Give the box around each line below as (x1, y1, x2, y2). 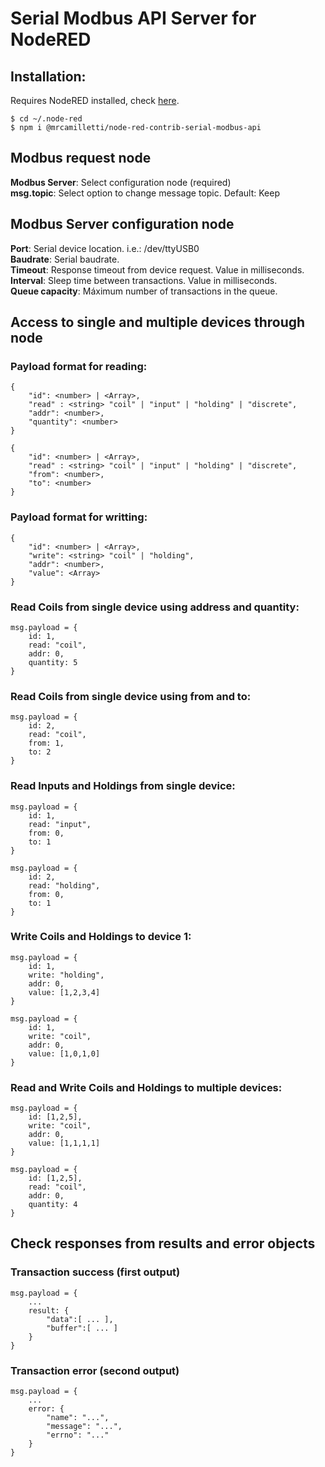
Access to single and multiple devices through (10, 314, 306, 331)
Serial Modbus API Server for (10, 7, 257, 30)
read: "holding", (28, 880, 101, 891)
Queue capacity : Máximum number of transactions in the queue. (10, 285, 278, 297)
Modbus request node (10, 150, 152, 167)
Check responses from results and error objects (10, 1235, 316, 1252)
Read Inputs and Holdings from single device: (10, 779, 236, 793)
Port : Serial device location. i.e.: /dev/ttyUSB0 (10, 242, 200, 254)
